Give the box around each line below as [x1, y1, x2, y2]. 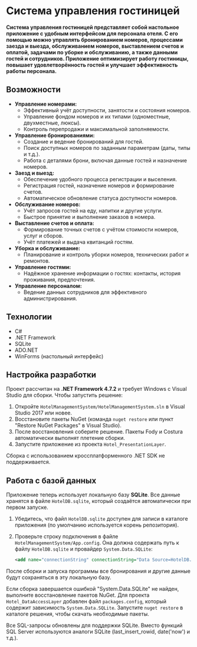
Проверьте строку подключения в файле [14, 533, 119, 540]
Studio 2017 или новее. [14, 409, 73, 417]
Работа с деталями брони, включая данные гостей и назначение [23, 156, 188, 164]
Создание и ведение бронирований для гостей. [23, 138, 144, 145]
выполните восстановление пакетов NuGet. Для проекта [6, 592, 150, 599]
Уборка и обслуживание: [14, 244, 81, 251]
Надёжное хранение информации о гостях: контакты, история [23, 270, 181, 277]
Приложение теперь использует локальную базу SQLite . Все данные [6, 491, 180, 498]
